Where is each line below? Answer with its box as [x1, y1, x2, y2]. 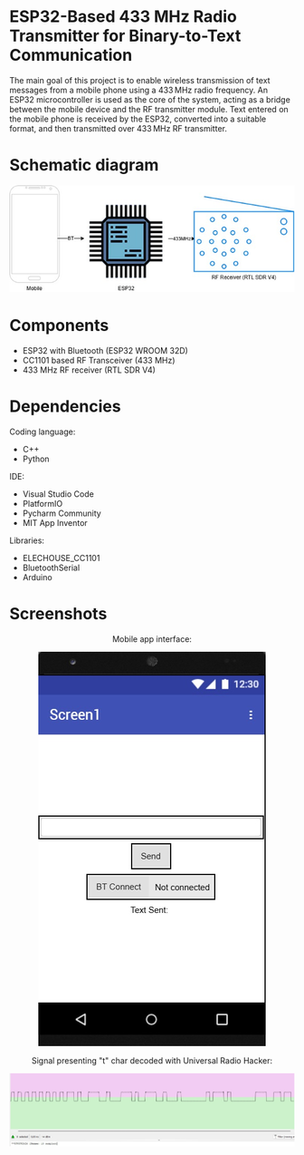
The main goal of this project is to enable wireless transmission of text [9, 74, 271, 85]
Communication [9, 45, 133, 65]
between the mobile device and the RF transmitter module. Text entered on [9, 103, 290, 114]
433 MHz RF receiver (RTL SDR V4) [22, 364, 157, 375]
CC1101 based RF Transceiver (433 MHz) [22, 354, 176, 365]
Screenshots [9, 603, 108, 624]
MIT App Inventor [22, 517, 88, 528]
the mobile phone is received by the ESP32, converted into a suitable [9, 113, 267, 124]
